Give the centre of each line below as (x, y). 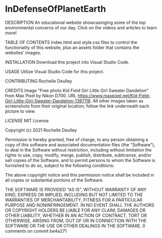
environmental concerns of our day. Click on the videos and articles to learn (81, 27)
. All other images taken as (117, 100)
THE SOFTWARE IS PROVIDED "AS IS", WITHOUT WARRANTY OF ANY (76, 189)
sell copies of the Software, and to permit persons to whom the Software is (80, 160)
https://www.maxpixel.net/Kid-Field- (114, 96)
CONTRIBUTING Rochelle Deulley (39, 81)
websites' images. (23, 53)
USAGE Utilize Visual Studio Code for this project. (55, 71)
